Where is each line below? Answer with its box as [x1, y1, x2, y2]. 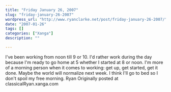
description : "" [5, 36, 40, 41]
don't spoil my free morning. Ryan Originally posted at [5, 75, 119, 81]
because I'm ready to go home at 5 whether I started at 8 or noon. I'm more [5, 59, 163, 65]
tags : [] [5, 26, 24, 31]
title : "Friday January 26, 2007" [5, 7, 79, 13]
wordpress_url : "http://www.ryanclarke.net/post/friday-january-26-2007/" [5, 17, 167, 22]
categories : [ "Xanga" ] [5, 31, 53, 36]
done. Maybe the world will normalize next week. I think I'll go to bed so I [5, 70, 158, 76]
